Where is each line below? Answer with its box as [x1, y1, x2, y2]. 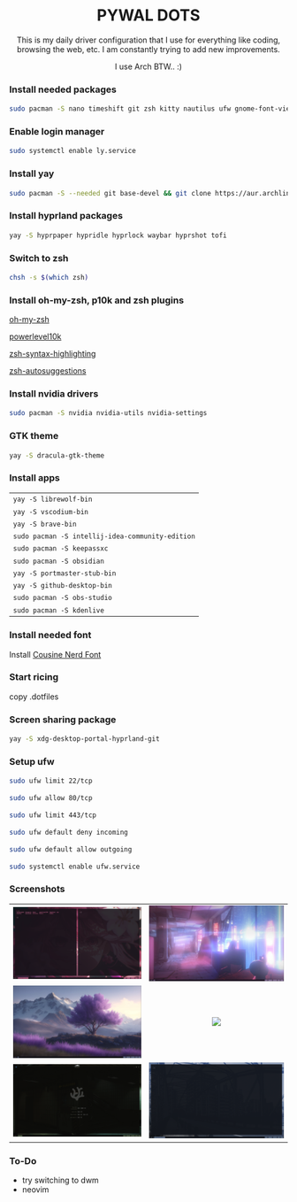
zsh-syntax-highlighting [9, 349, 96, 359]
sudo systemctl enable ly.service [9, 147, 137, 156]
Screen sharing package [9, 713, 117, 726]
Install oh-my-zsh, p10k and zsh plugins [9, 294, 184, 306]
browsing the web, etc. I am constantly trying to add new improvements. [17, 43, 280, 54]
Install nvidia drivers [9, 388, 99, 400]
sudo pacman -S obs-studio [12, 594, 112, 603]
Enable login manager [9, 126, 105, 138]
